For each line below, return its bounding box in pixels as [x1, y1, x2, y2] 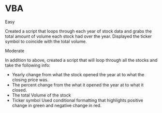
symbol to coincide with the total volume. [5, 38, 87, 44]
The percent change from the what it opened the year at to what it [12, 82, 144, 87]
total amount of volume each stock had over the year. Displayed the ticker [5, 33, 152, 39]
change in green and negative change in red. [12, 102, 102, 108]
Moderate [5, 48, 25, 54]
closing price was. [12, 77, 49, 83]
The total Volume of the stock [12, 92, 71, 98]
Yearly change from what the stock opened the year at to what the [12, 71, 145, 77]
